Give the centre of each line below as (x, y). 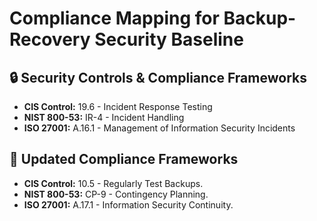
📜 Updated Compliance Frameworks (124, 159)
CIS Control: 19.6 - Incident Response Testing (118, 106)
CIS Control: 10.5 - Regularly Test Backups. (113, 183)
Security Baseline (169, 39)
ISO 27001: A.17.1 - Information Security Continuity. (128, 204)
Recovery (50, 39)
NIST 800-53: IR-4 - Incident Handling (104, 117)
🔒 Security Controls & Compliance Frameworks (158, 77)
